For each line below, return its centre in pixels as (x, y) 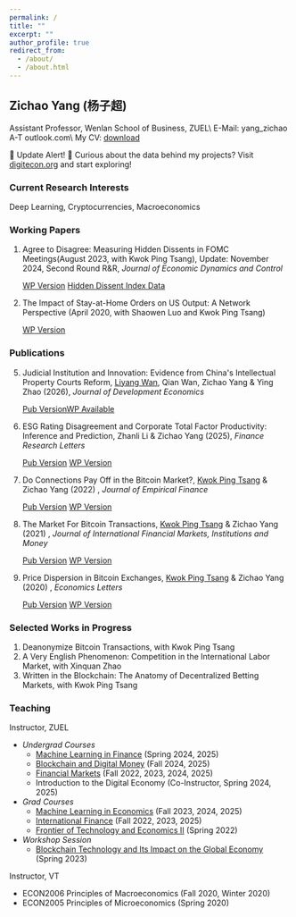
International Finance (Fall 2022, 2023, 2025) (119, 821)
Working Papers (45, 230)
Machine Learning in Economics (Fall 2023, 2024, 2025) (139, 812)
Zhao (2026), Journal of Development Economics (113, 391)
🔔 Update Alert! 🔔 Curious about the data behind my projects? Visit (132, 155)
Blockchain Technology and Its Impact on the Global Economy (149, 849)
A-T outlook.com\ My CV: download (74, 137)
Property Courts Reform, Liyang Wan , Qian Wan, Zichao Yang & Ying (148, 382)
